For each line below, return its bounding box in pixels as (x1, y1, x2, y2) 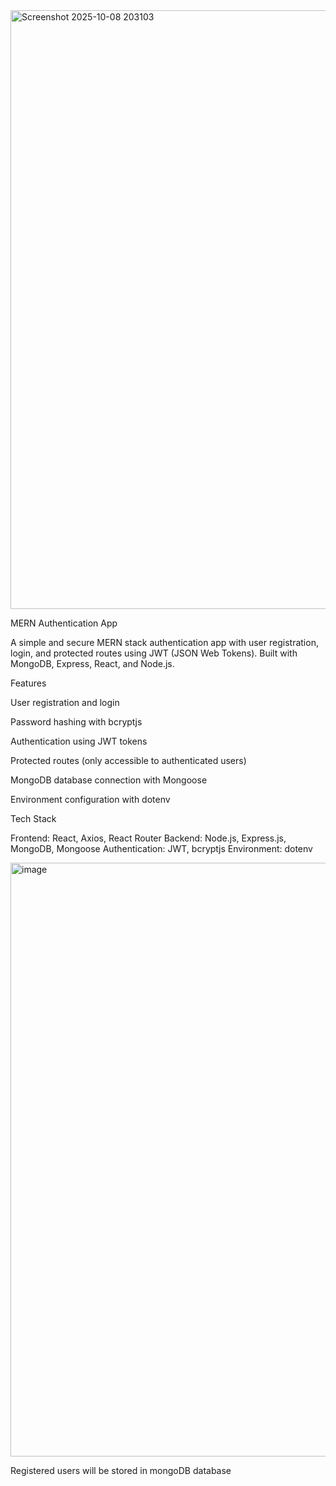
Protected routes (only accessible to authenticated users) (10, 755, 247, 766)
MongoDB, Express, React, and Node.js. (10, 658, 175, 669)
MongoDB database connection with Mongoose (10, 774, 208, 786)
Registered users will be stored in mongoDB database (10, 1465, 232, 1476)
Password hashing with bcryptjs (10, 716, 143, 728)
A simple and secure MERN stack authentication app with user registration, (10, 637, 319, 648)
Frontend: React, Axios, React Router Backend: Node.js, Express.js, (10, 832, 287, 844)
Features (10, 677, 47, 689)
